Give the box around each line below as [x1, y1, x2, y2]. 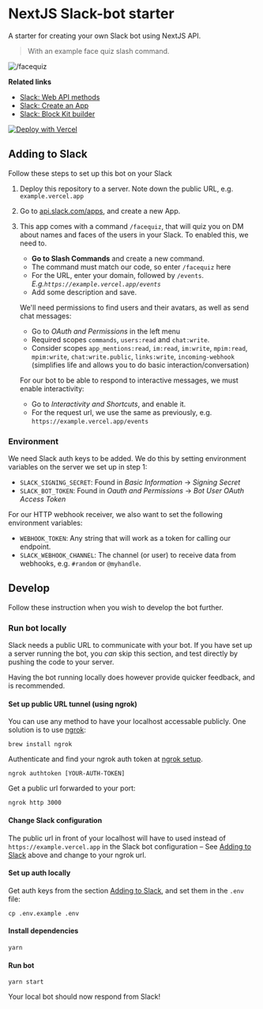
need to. [19, 238, 47, 248]
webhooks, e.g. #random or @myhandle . [19, 559, 141, 569]
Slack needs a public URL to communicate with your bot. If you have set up [8, 641, 253, 650]
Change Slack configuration [8, 815, 103, 824]
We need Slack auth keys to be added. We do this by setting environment [8, 454, 246, 463]
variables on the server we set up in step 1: [8, 463, 148, 472]
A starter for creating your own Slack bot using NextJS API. [8, 31, 201, 40]
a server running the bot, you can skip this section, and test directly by [8, 649, 239, 658]
